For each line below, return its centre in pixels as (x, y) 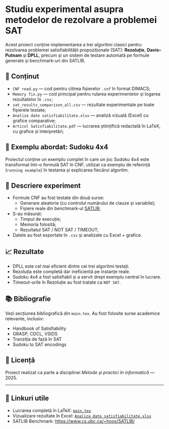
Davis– (154, 50)
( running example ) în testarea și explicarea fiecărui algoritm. (67, 170)
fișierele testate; (29, 110)
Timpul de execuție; (40, 219)
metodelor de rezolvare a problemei (81, 20)
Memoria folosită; (38, 224)
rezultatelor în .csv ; (32, 99)
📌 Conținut (22, 76)
